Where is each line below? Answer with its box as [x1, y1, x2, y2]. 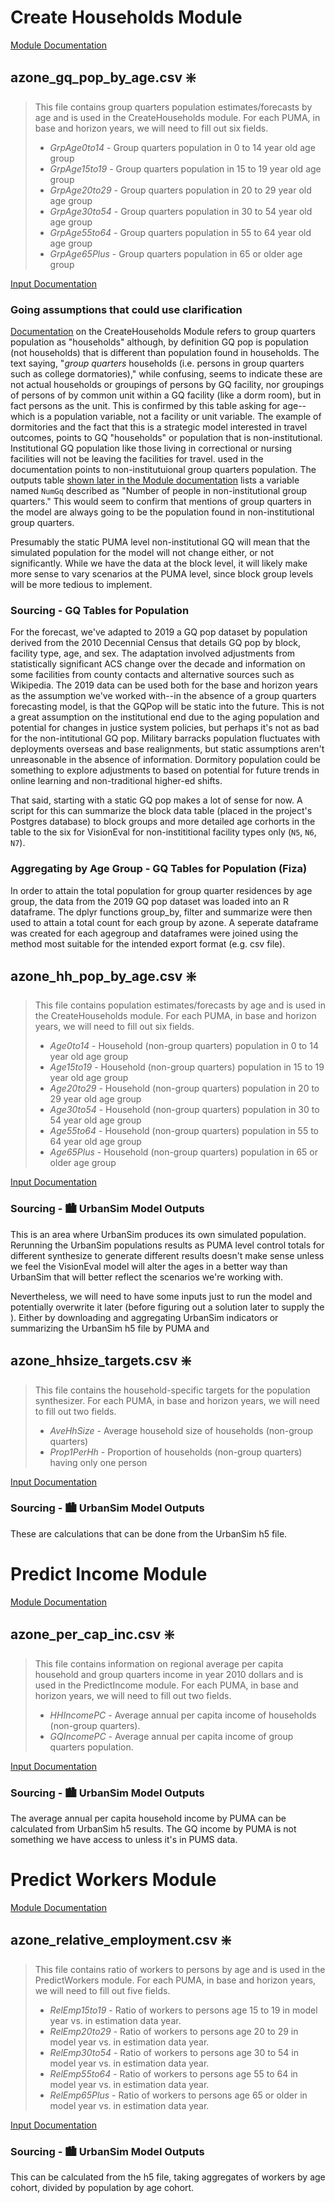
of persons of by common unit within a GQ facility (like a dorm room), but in [10, 389, 322, 401]
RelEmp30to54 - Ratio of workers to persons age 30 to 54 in [49, 2046, 300, 2058]
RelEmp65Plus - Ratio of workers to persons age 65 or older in [49, 2089, 308, 2101]
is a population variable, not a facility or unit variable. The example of [37, 411, 322, 423]
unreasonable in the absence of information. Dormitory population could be [10, 754, 321, 766]
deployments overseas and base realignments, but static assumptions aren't [10, 743, 325, 755]
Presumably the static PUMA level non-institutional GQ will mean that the [10, 536, 311, 548]
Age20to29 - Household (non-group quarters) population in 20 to [49, 1082, 320, 1095]
